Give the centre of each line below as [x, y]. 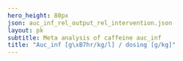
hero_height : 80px [38, 15]
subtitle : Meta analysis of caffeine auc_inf [84, 38]
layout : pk [26, 30]
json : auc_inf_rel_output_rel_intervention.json [90, 23]
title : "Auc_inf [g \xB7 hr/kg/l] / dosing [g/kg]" [92, 45]
